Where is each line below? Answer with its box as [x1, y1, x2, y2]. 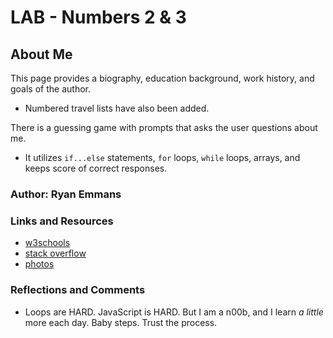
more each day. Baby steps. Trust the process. [24, 316, 218, 328]
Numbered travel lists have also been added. [24, 102, 210, 114]
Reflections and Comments [10, 283, 146, 297]
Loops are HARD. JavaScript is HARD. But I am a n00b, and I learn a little [24, 306, 324, 318]
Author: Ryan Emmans [10, 187, 122, 201]
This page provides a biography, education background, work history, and [10, 72, 315, 84]
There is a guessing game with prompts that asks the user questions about [10, 122, 318, 133]
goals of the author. [10, 83, 91, 95]
